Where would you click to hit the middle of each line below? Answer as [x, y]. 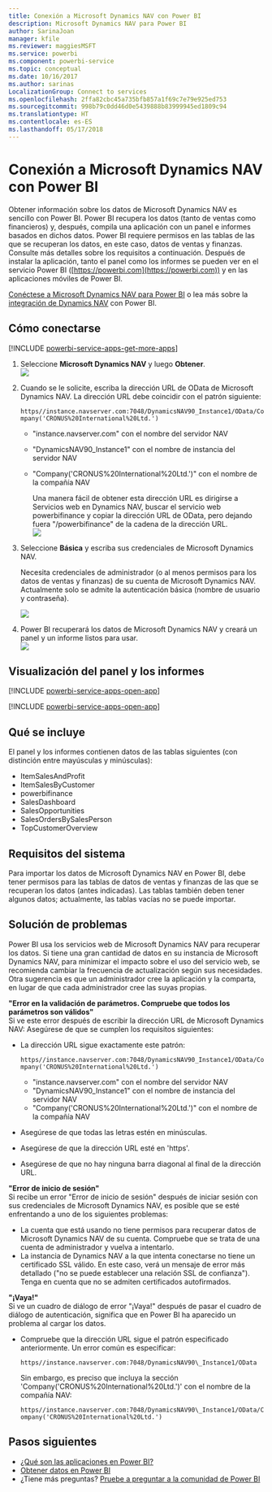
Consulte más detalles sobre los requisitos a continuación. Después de [127, 252]
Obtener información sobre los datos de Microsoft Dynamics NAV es [123, 209]
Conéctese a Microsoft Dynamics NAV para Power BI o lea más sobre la [128, 294]
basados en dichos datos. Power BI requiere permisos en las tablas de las [132, 235]
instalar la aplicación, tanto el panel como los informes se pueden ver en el [134, 261]
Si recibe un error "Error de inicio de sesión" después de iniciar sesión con [133, 1197]
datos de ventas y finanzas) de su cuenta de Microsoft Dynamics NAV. [138, 581]
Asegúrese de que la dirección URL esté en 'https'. [105, 1148]
